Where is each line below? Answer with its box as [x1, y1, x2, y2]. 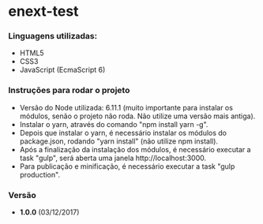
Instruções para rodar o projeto [8, 85, 130, 96]
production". [19, 170, 61, 179]
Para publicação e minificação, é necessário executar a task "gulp [19, 161, 235, 171]
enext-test [8, 2, 79, 21]
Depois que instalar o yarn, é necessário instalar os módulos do [19, 128, 227, 137]
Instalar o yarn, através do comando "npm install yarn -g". [19, 119, 209, 129]
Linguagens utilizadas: [8, 31, 97, 42]
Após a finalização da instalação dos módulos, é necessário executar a [19, 144, 251, 154]
